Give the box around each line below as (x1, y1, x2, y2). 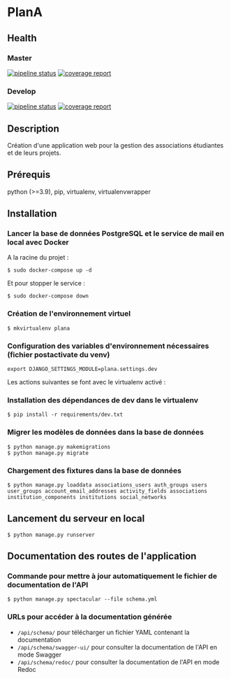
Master (7, 53, 33, 63)
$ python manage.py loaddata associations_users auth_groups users (7, 481, 208, 489)
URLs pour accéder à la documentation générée (7, 612, 172, 622)
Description (7, 122, 59, 134)
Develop (7, 86, 36, 96)
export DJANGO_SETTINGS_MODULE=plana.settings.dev (7, 365, 158, 373)
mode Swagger (17, 650, 62, 659)
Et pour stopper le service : (7, 279, 86, 288)
